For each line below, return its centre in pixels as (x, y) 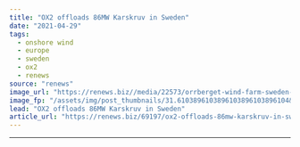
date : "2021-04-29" (46, 26)
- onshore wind (46, 42)
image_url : (29, 92)
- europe (33, 51)
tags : (19, 34)
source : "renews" (42, 84)
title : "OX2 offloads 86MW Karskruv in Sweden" (100, 17)
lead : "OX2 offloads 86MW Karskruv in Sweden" (97, 109)
